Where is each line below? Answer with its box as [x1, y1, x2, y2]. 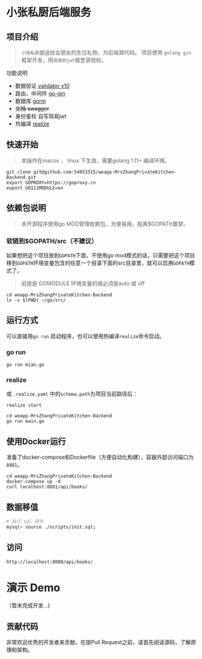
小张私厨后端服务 [6, 5, 92, 19]
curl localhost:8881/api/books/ [6, 484, 88, 490]
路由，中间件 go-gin [15, 90, 65, 97]
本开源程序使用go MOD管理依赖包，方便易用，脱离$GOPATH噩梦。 [21, 220, 189, 228]
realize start [6, 402, 42, 408]
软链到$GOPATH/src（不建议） [6, 237, 98, 245]
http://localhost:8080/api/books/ [6, 559, 94, 565]
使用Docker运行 [6, 436, 67, 447]
